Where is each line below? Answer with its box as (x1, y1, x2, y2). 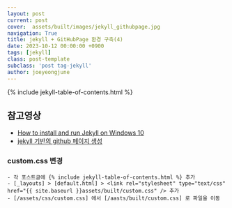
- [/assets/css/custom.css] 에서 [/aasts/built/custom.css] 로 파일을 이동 (7, 195, 221, 202)
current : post (7, 17, 49, 24)
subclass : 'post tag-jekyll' (7, 62, 92, 69)
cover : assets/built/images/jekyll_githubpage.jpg (7, 23, 160, 30)
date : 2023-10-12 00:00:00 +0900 (7, 43, 105, 50)
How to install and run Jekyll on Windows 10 (17, 128, 144, 137)
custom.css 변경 (7, 156, 63, 166)
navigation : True (7, 29, 58, 37)
